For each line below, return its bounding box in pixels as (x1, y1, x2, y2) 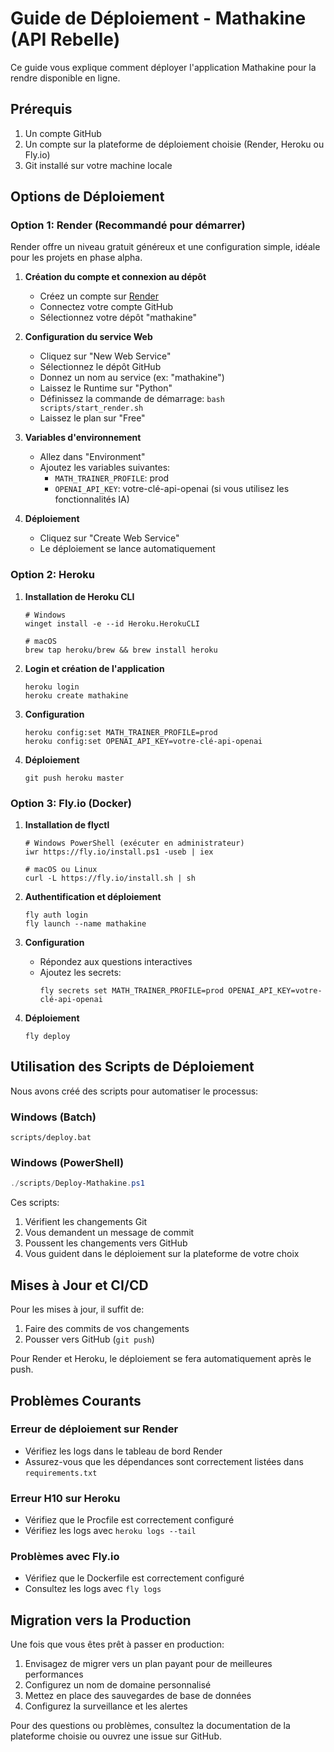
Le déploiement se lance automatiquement (39, 543, 216, 555)
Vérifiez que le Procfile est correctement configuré (24, 1514, 235, 1526)
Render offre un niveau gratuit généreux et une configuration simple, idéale (10, 241, 321, 253)
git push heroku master (24, 773, 125, 783)
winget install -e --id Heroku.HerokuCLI (24, 618, 200, 629)
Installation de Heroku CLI (24, 590, 135, 602)
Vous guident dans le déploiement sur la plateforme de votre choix (24, 1248, 300, 1260)
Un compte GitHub (24, 127, 102, 139)
